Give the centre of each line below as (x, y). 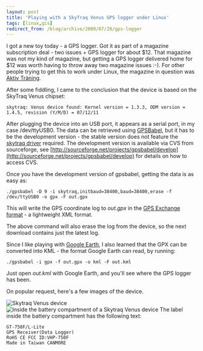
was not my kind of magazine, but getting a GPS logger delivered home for (99, 59)
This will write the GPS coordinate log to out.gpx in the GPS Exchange (93, 208)
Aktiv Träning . (24, 78)
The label (171, 310)
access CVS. (22, 162)
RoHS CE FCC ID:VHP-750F (38, 338)
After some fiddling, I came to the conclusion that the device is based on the (101, 90)
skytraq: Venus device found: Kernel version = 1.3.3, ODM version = (96, 107)
